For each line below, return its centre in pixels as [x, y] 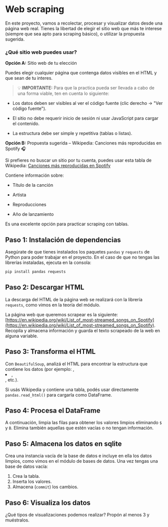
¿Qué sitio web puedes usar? [41, 52]
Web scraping [35, 9]
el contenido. [26, 123]
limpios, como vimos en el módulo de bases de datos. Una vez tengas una [82, 461]
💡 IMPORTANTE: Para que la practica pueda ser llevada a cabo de [86, 88]
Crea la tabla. [26, 476]
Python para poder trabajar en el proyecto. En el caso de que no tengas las [82, 257]
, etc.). [12, 379]
